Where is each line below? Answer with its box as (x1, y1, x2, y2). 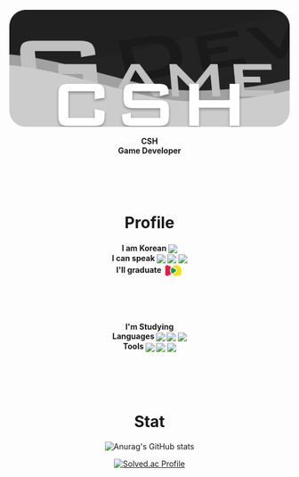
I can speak (111, 252, 156, 263)
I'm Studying (125, 322, 174, 333)
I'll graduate (116, 265, 162, 276)
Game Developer (117, 145, 182, 156)
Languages (112, 331, 155, 341)
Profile (124, 213, 175, 233)
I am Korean (121, 243, 167, 253)
